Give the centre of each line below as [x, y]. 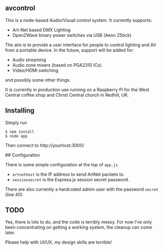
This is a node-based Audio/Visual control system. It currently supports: [79, 20]
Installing [20, 111]
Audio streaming [29, 60]
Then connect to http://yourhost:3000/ [45, 145]
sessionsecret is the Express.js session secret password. [71, 179]
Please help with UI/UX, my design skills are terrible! [58, 242]
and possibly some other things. [38, 80]
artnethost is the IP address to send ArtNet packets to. [68, 174]
